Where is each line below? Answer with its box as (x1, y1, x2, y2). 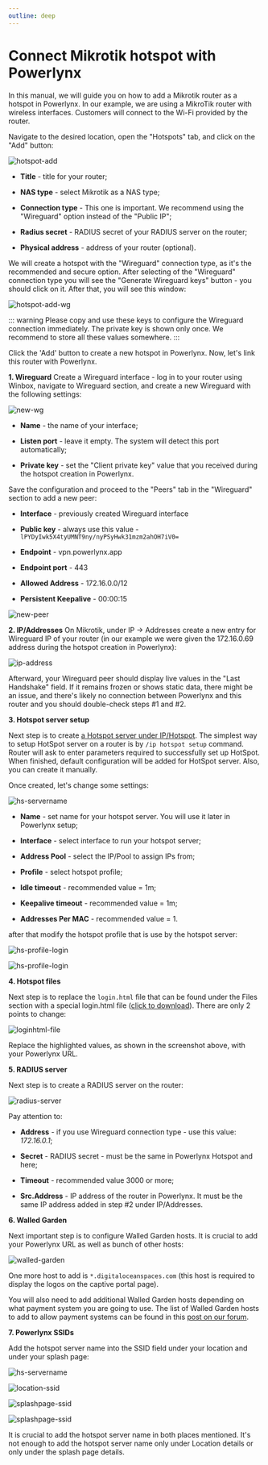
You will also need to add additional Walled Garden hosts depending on (8, 1295, 245, 1305)
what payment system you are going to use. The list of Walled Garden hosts (8, 1303, 260, 1313)
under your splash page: (8, 1351, 90, 1361)
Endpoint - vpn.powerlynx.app (19, 547, 122, 556)
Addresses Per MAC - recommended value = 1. (19, 914, 179, 923)
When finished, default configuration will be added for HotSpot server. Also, (8, 755, 260, 766)
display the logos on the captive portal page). (8, 1279, 159, 1288)
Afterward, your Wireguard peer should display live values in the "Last (8, 673, 241, 683)
